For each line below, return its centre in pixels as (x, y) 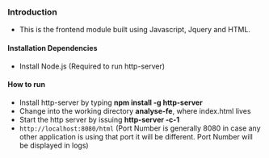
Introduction (32, 12)
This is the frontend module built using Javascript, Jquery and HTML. (135, 30)
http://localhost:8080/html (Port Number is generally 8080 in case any (140, 128)
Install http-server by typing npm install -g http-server (111, 102)
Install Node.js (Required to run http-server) (92, 66)
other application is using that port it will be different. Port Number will (136, 136)
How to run (27, 85)
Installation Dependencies (53, 48)
